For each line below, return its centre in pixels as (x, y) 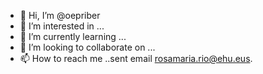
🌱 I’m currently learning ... (73, 36)
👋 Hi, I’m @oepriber (60, 15)
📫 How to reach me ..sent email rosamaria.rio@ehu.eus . (136, 58)
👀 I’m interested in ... (62, 26)
